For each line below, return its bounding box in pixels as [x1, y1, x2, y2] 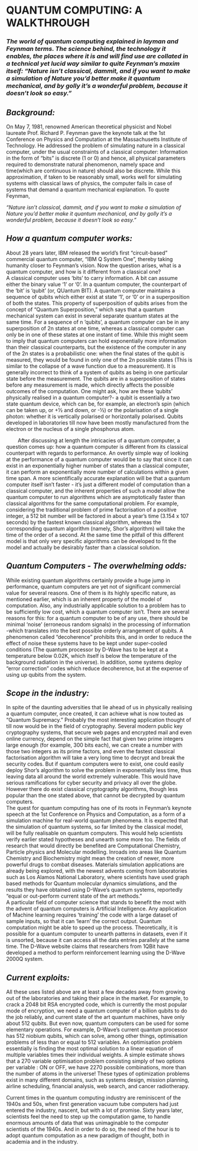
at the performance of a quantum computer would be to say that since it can [6, 455, 192, 462]
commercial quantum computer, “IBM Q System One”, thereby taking [6, 255, 173, 262]
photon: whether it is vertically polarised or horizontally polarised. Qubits [6, 413, 183, 420]
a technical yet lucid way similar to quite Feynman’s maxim [6, 60, 180, 68]
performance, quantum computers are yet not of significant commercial [6, 583, 181, 590]
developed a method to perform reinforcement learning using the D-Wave [6, 949, 186, 956]
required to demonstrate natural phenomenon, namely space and [6, 160, 165, 168]
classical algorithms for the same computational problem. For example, [6, 500, 179, 507]
